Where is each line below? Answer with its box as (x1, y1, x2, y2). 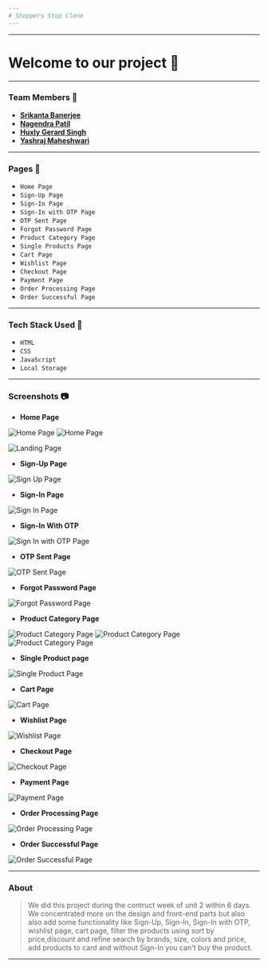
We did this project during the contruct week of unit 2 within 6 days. (27, 901, 251, 910)
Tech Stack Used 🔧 (8, 319, 83, 330)
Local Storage (19, 365, 67, 373)
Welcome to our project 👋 (8, 54, 179, 72)
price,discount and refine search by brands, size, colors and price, (27, 934, 247, 944)
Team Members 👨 (8, 92, 78, 103)
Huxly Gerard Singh (19, 127, 86, 137)
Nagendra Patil (19, 118, 71, 128)
